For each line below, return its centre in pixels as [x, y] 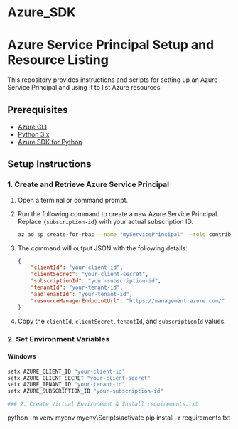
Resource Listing [58, 60]
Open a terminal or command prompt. [73, 200]
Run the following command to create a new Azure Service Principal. [118, 213]
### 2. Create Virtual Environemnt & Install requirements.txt [103, 404]
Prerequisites [38, 110]
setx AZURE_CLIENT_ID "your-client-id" [66, 371]
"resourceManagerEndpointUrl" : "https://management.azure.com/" [128, 301]
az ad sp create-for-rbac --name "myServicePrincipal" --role [112, 234]
